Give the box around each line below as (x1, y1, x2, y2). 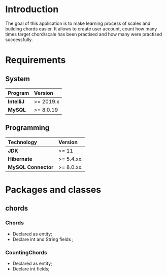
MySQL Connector (8, 163, 54, 170)
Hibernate (8, 155, 33, 162)
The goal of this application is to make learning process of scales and (5, 20, 151, 26)
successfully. (5, 37, 33, 43)
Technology (8, 138, 37, 146)
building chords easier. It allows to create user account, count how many (5, 25, 157, 31)
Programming (5, 123, 50, 132)
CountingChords (5, 249, 47, 256)
